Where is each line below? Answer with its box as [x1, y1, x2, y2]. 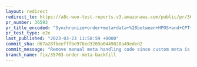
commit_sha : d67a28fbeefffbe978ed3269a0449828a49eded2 [5, 41, 143, 47]
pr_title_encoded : [5, 24, 51, 31]
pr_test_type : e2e [5, 30, 51, 36]
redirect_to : [5, 14, 38, 20]
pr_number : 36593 [5, 19, 48, 25]
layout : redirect [5, 8, 48, 15]
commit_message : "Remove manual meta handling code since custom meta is [5, 47, 191, 52]
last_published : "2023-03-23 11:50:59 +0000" [5, 36, 119, 41]
